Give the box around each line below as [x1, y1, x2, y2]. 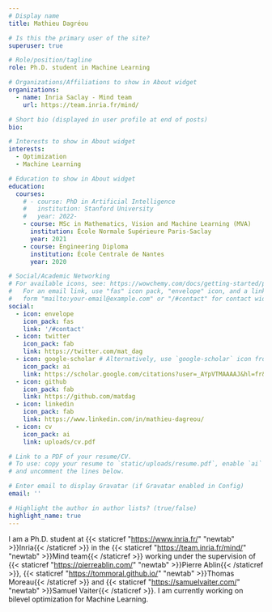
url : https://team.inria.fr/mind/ [23, 100, 139, 109]
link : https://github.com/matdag [23, 393, 136, 401]
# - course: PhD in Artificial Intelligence [23, 198, 176, 206]
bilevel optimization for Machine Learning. [8, 594, 149, 604]
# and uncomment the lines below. [8, 467, 125, 476]
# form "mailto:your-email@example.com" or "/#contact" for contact [8, 295, 252, 303]
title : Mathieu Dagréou [8, 19, 89, 28]
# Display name [8, 11, 60, 20]
